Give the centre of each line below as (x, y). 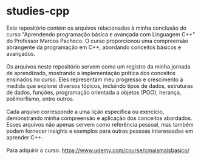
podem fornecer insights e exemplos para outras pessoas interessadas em (100, 131)
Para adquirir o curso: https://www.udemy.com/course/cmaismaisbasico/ (98, 150)
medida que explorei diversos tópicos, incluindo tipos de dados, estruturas (100, 85)
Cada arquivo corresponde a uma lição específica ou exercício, (85, 112)
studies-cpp (38, 11)
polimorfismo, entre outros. (40, 99)
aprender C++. (25, 137)
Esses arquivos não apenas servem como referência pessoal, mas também (100, 124)
